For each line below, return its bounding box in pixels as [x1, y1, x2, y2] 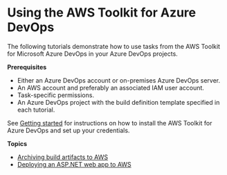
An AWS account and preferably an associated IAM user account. [17, 83, 204, 92]
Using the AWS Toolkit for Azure [7, 5, 196, 21]
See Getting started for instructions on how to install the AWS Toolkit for [7, 119, 212, 127]
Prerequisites [7, 63, 47, 71]
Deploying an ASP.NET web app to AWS [17, 160, 131, 168]
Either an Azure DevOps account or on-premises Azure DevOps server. [17, 76, 221, 84]
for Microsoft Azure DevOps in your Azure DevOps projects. [7, 50, 178, 58]
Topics [7, 139, 28, 147]
